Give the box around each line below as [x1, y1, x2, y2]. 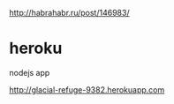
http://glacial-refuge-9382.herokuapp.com [9, 84, 165, 95]
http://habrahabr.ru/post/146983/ [9, 8, 130, 18]
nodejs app [9, 67, 50, 78]
